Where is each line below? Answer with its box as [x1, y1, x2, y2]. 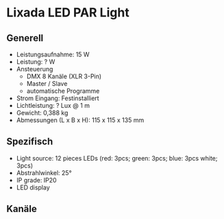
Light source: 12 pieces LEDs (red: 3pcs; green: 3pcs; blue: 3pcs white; [16, 154, 218, 162]
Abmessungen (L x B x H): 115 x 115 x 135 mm [16, 116, 145, 124]
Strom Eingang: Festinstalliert [16, 94, 100, 102]
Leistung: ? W [16, 58, 55, 66]
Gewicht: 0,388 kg [16, 108, 69, 117]
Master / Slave [26, 80, 68, 87]
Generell [6, 32, 44, 44]
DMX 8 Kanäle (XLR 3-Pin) [26, 72, 102, 80]
